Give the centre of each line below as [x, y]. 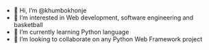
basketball [28, 25]
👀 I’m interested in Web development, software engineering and [103, 18]
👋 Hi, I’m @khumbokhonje [50, 10]
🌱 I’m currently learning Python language [71, 32]
